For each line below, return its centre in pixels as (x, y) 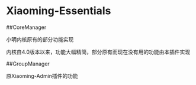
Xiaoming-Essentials (59, 11)
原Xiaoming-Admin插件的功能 (42, 76)
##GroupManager (28, 64)
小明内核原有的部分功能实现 (40, 39)
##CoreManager (26, 27)
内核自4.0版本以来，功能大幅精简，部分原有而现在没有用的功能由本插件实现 (98, 52)
